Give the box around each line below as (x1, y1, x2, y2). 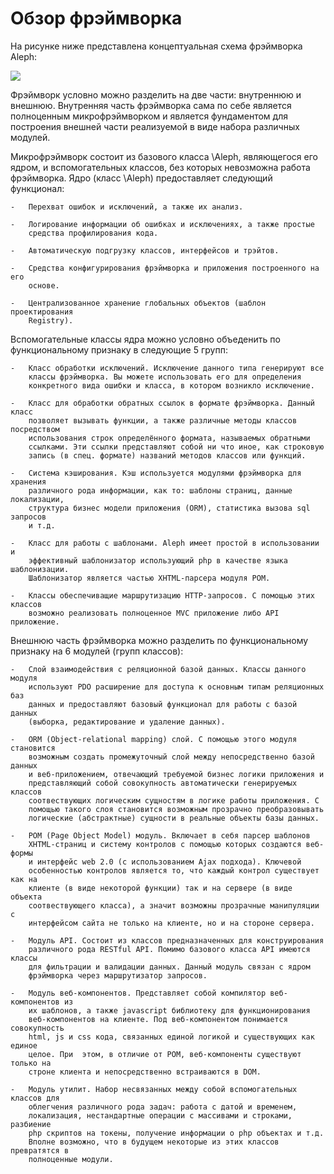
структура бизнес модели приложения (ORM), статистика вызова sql (28, 503, 311, 513)
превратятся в (10, 1145, 70, 1156)
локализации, (10, 494, 65, 504)
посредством (10, 424, 60, 434)
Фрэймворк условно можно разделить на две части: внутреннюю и (10, 88, 302, 101)
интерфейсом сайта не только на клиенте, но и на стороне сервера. (28, 918, 315, 928)
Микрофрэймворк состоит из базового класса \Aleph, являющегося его (10, 150, 318, 162)
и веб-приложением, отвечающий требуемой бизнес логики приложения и (28, 769, 325, 779)
